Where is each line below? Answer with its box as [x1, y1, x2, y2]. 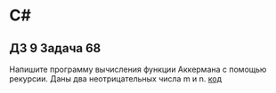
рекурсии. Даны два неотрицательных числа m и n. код [9, 74, 223, 84]
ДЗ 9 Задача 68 [9, 41, 101, 56]
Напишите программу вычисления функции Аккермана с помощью [9, 64, 267, 74]
